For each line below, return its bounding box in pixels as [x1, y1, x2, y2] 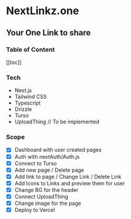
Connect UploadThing [14, 193, 69, 200]
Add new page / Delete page [14, 166, 85, 174]
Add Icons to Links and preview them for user [14, 179, 125, 187]
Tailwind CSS [14, 93, 47, 100]
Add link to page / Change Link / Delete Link [14, 173, 122, 180]
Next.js [14, 87, 32, 94]
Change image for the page [14, 200, 81, 207]
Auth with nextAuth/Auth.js [14, 153, 80, 160]
